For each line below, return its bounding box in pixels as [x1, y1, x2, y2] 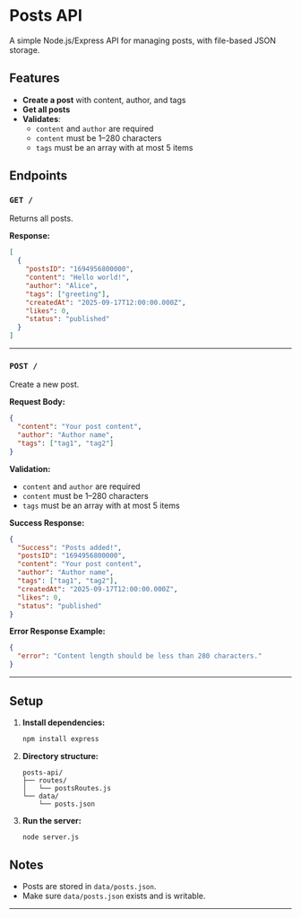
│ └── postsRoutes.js [21, 783, 112, 792]
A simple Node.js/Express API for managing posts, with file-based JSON [9, 35, 276, 46]
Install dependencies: [21, 717, 106, 728]
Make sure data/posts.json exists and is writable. [21, 890, 206, 902]
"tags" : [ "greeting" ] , [25, 289, 110, 299]
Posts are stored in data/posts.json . [21, 881, 157, 892]
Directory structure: [21, 750, 99, 761]
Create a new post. [9, 379, 80, 390]
